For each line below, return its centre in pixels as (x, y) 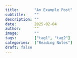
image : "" (22, 33)
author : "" (22, 29)
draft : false (19, 47)
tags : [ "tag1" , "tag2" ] (38, 38)
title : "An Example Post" (39, 10)
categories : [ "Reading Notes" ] (39, 43)
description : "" (22, 19)
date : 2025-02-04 (31, 24)
